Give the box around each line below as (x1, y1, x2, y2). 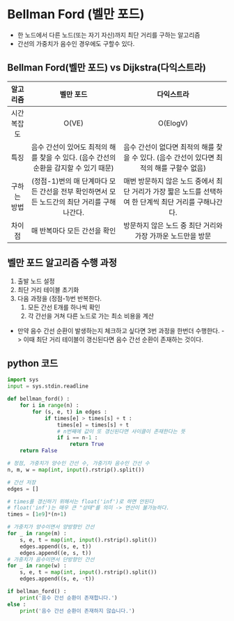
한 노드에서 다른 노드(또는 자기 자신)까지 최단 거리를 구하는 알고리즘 (17, 31, 201, 39)
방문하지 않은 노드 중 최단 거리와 (123, 220, 223, 230)
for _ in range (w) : (7, 562, 68, 569)
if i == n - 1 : (56, 434, 98, 441)
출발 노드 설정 (17, 277, 55, 285)
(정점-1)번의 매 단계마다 (31, 176, 108, 185)
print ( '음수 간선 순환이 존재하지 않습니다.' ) (19, 607, 135, 614)
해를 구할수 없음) (154, 163, 207, 173)
